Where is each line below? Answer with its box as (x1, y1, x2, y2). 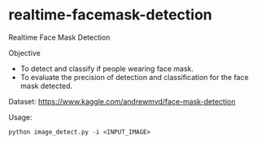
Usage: (8, 112, 33, 122)
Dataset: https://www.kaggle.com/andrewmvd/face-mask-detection (8, 96, 236, 106)
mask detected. (20, 81, 73, 91)
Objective (8, 48, 41, 57)
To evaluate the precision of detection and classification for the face (20, 72, 250, 82)
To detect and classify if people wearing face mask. (20, 63, 194, 74)
